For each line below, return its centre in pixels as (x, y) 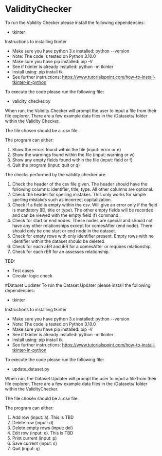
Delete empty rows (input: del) (43, 428)
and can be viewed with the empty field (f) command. (66, 215)
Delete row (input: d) (33, 422)
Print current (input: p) (34, 438)
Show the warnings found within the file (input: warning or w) (73, 155)
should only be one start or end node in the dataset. (64, 230)
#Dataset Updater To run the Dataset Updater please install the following (78, 285)
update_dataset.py (31, 369)
